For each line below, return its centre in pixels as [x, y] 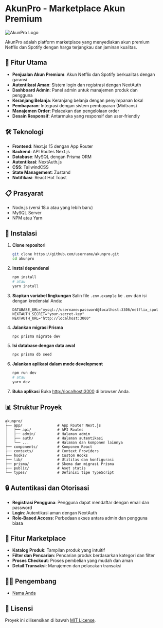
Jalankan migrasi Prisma [37, 327]
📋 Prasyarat [24, 193]
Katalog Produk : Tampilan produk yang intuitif [59, 550]
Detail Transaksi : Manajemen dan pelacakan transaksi [67, 566]
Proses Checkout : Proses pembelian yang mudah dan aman [72, 560]
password [22, 508]
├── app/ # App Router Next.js [53, 425]
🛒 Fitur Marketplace [36, 538]
